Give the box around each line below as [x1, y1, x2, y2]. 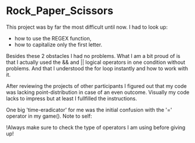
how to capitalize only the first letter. [14, 41, 103, 48]
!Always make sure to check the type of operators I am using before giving [6, 124, 186, 131]
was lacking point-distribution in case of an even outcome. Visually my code [6, 88, 190, 96]
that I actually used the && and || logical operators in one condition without [6, 59, 186, 66]
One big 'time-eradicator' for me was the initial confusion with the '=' [6, 106, 172, 113]
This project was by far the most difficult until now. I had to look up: [6, 23, 168, 30]
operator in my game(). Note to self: [6, 113, 92, 120]
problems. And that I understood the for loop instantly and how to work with [6, 64, 189, 71]
